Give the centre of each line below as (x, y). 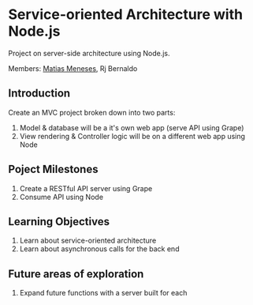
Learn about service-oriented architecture (88, 241)
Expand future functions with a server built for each (103, 293)
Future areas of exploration (76, 274)
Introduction (39, 94)
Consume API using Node (61, 197)
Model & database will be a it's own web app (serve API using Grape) (132, 127)
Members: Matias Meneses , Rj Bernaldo (73, 68)
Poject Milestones (53, 169)
